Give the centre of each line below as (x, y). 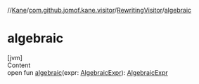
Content (19, 65)
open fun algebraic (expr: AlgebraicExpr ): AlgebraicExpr (88, 72)
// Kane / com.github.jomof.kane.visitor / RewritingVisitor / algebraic (99, 10)
